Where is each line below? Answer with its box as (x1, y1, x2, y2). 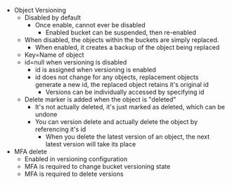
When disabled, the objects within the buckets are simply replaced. (24, 36, 219, 44)
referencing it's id (34, 125, 86, 133)
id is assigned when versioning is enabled (34, 66, 157, 74)
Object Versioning (13, 6, 67, 14)
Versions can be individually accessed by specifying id (45, 88, 205, 96)
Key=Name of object (24, 50, 84, 59)
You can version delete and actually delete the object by (34, 118, 198, 125)
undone (34, 110, 58, 118)
